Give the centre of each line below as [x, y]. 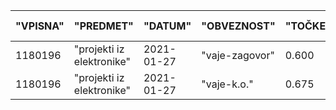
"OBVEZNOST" [238, 26]
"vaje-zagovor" [238, 55]
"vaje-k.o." [227, 84]
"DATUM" [167, 26]
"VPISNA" [40, 26]
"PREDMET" [103, 26]
